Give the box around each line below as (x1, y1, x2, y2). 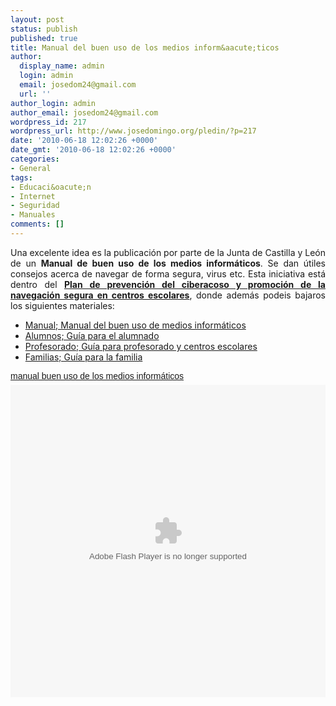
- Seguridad (10, 201, 60, 211)
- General (10, 163, 52, 173)
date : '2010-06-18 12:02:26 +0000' (10, 136, 159, 146)
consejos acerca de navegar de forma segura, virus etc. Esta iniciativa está (10, 267, 326, 280)
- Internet (10, 191, 56, 201)
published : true (10, 33, 78, 43)
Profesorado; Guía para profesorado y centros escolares (24, 340, 258, 352)
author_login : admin (10, 98, 97, 108)
